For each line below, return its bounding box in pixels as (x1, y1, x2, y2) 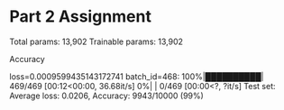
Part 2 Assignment (9, 6, 151, 27)
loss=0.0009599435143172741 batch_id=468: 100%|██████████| (9, 70, 264, 82)
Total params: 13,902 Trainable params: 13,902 (9, 36, 183, 47)
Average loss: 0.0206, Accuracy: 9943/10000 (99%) (9, 90, 205, 101)
